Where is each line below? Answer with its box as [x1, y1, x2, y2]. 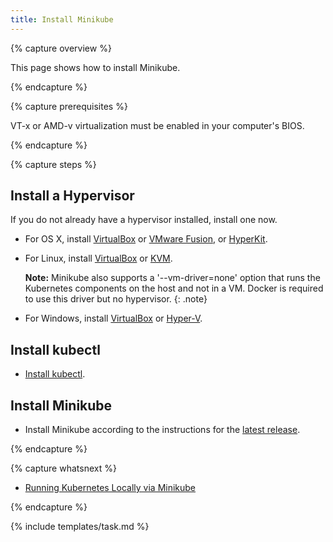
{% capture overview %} [10, 42, 112, 54]
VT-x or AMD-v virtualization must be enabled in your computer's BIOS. [10, 119, 305, 131]
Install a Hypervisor [10, 187, 135, 205]
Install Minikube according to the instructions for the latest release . [24, 424, 301, 436]
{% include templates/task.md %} [10, 521, 150, 533]
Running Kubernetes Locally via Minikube [24, 482, 197, 494]
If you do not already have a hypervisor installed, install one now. [10, 214, 278, 226]
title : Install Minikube [10, 14, 114, 25]
